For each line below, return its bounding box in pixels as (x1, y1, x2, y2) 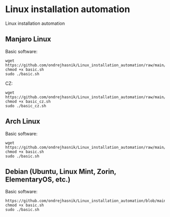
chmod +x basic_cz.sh (5, 99, 51, 104)
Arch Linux (5, 117, 40, 126)
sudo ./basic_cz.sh (5, 103, 47, 108)
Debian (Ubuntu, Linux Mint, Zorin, (5, 167, 116, 176)
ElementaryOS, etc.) (5, 175, 71, 184)
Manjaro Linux (5, 35, 52, 44)
